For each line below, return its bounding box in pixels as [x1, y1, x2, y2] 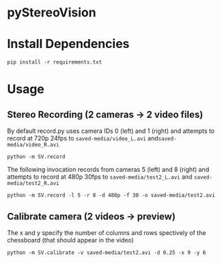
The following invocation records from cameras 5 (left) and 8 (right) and [7, 166, 210, 174]
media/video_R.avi [7, 142, 59, 149]
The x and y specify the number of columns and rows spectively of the [7, 228, 206, 237]
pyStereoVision [7, 5, 97, 21]
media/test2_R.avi [7, 180, 59, 187]
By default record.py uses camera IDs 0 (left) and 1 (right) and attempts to [7, 127, 215, 135]
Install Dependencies [7, 36, 130, 52]
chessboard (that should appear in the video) [7, 236, 135, 244]
